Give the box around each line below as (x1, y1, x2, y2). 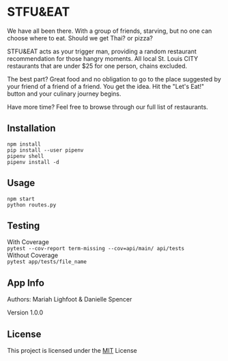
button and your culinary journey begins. (7, 90, 122, 98)
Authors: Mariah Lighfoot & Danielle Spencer (7, 295, 132, 304)
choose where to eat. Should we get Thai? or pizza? (7, 34, 154, 42)
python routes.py (7, 201, 57, 209)
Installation (7, 122, 56, 134)
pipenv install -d (7, 159, 59, 165)
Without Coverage (7, 251, 59, 260)
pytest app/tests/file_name (7, 258, 87, 265)
